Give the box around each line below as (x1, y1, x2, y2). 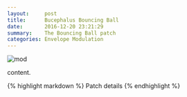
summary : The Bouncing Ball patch (7, 29, 116, 37)
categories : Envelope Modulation (7, 36, 104, 43)
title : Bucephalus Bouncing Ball (7, 17, 119, 24)
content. (7, 69, 31, 77)
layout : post (7, 10, 57, 17)
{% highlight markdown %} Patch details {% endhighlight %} (7, 82, 181, 90)
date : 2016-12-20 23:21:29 (7, 23, 104, 30)
